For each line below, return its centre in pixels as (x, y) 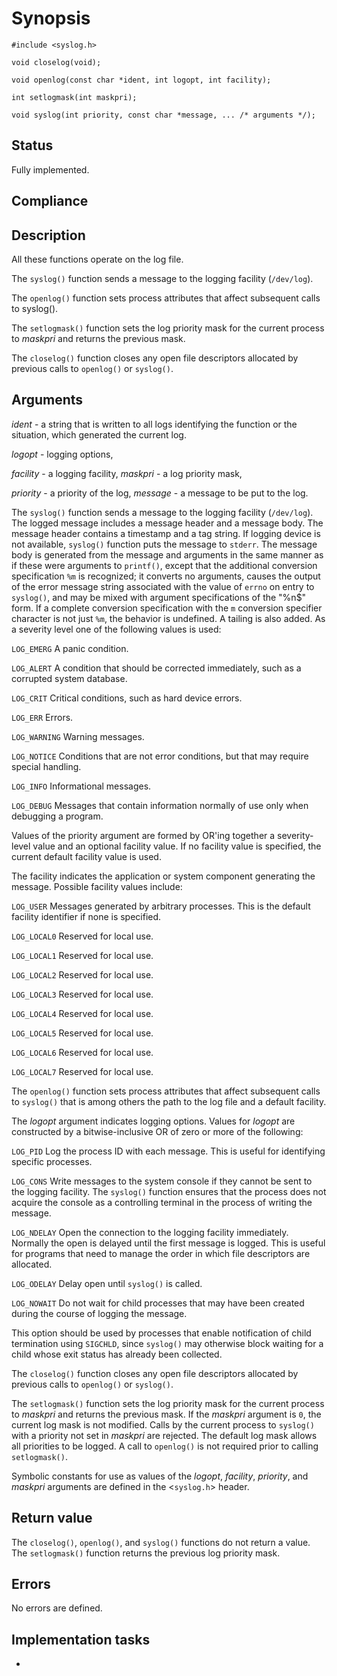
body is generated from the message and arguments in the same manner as (167, 554)
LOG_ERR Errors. (42, 717)
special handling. (46, 766)
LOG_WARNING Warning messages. (78, 736)
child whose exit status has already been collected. (117, 1354)
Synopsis (51, 18)
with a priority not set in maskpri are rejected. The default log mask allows (164, 1435)
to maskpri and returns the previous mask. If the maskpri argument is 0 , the (166, 1414)
